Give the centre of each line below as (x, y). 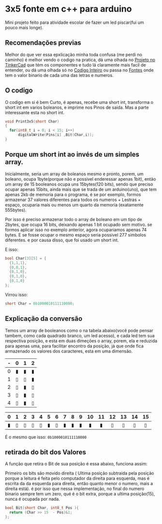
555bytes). (16, 210)
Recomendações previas (43, 43)
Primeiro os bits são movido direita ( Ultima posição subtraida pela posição (80, 473)
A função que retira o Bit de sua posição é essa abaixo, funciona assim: (76, 464)
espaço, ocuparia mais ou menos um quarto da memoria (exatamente (74, 204)
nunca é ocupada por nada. (33, 499)
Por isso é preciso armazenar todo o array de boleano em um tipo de (74, 219)
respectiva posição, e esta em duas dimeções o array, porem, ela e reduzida (81, 340)
